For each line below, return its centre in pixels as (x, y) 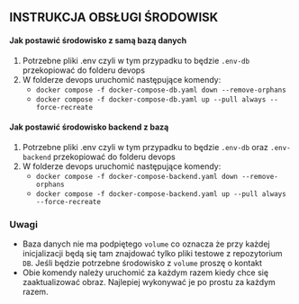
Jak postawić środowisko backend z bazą (89, 127)
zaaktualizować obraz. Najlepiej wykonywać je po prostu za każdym (149, 282)
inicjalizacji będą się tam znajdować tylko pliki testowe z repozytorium (152, 254)
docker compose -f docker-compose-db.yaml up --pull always (151, 99)
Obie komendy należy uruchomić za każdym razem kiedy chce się (145, 273)
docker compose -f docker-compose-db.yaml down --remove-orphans (161, 90)
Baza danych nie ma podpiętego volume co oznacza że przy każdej (146, 244)
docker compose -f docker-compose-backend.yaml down (137, 176)
